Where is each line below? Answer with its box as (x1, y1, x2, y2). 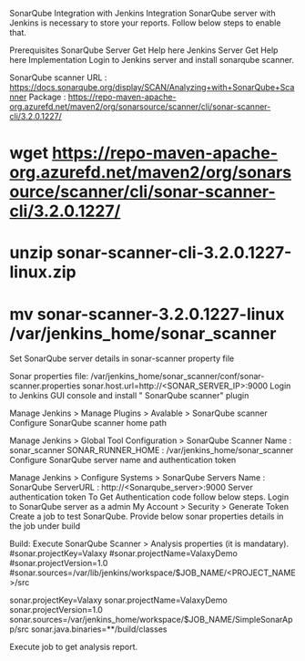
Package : (28, 91, 66, 102)
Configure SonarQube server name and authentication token (9, 455, 237, 466)
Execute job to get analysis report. (9, 642, 138, 653)
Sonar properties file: (9, 371, 89, 382)
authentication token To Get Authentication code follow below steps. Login (9, 491, 290, 502)
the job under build (9, 521, 80, 532)
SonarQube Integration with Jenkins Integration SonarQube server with (9, 8, 276, 18)
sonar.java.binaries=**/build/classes (30, 624, 168, 635)
